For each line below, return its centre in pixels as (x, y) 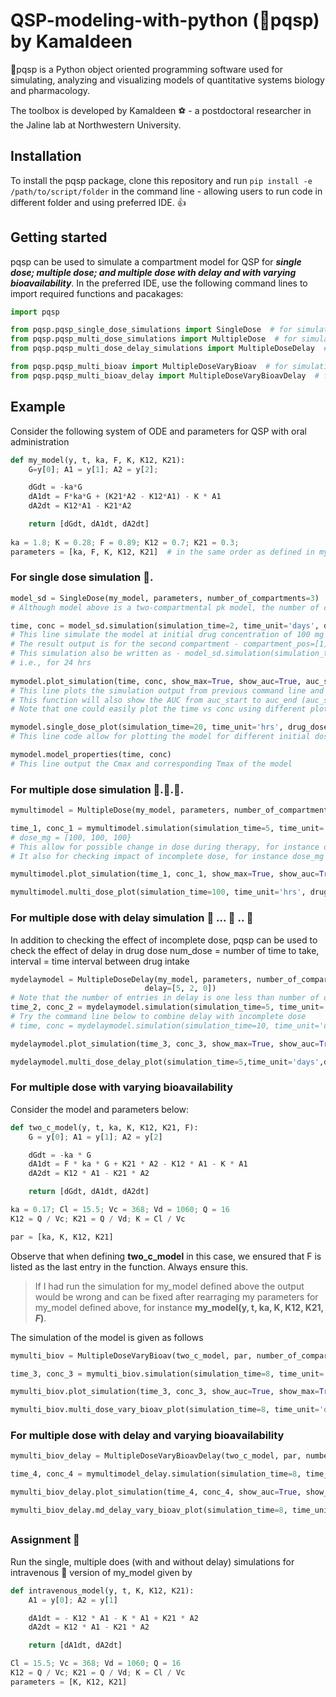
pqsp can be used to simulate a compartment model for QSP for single (156, 261)
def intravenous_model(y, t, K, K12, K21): (102, 1590)
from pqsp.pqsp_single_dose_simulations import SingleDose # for (151, 330)
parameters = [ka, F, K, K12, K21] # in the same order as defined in (162, 552)
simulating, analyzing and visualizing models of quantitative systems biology (167, 80)
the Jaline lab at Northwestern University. (96, 125)
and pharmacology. (50, 90)
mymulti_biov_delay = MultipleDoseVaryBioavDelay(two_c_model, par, (156, 1456)
